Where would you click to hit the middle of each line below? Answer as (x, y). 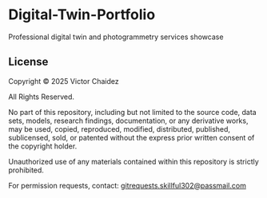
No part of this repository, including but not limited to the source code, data (133, 112)
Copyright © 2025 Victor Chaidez (64, 81)
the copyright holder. (43, 146)
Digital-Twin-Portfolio (82, 15)
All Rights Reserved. (41, 97)
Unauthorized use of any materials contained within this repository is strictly (134, 161)
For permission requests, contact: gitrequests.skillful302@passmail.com (127, 185)
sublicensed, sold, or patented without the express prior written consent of (132, 137)
